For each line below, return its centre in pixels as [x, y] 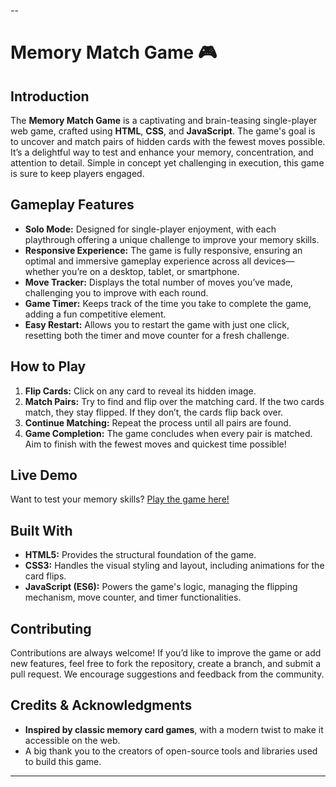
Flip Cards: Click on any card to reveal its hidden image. [140, 391]
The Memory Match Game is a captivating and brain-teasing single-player [164, 120]
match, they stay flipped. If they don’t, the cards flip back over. [154, 412]
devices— [274, 261]
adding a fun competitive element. [95, 314]
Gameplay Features [72, 205]
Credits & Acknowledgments [101, 705]
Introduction [50, 96]
